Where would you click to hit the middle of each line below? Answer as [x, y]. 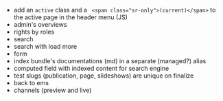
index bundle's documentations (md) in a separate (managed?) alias [110, 61]
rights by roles [34, 32]
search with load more [45, 46]
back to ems [31, 83]
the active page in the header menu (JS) [71, 17]
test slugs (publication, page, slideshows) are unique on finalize [104, 76]
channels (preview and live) [52, 90]
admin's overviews [40, 24]
